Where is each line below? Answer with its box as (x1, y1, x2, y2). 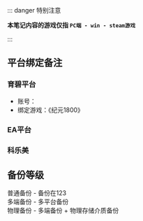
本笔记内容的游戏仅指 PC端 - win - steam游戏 (7, 21, 136, 29)
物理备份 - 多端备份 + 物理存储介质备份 (7, 206, 119, 215)
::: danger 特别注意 (7, 6, 61, 14)
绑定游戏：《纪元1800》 (17, 106, 84, 114)
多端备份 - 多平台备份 (7, 198, 69, 206)
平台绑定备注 (7, 57, 63, 69)
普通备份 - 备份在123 (7, 189, 67, 197)
